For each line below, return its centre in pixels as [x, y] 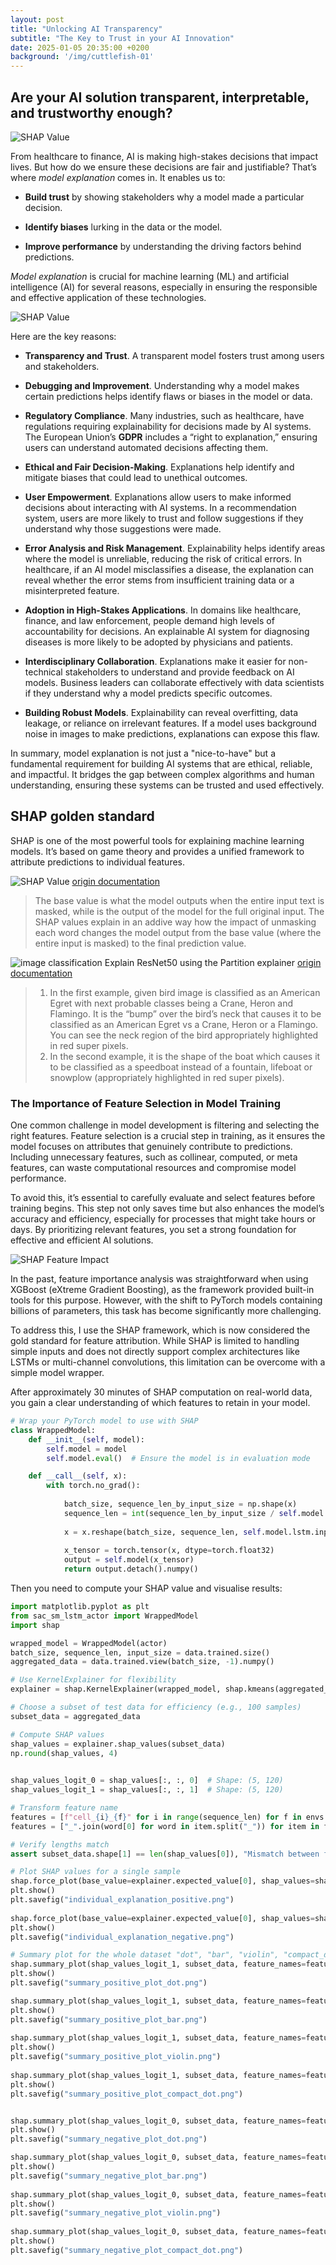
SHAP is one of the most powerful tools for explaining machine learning [157, 840]
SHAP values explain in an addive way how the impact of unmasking [175, 922]
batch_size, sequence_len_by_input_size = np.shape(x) [180, 1504]
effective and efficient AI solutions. [82, 1240]
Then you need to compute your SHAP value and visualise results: [146, 1588]
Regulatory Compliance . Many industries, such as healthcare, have [164, 415]
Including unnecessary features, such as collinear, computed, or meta [154, 1157]
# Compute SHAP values [57, 1734]
